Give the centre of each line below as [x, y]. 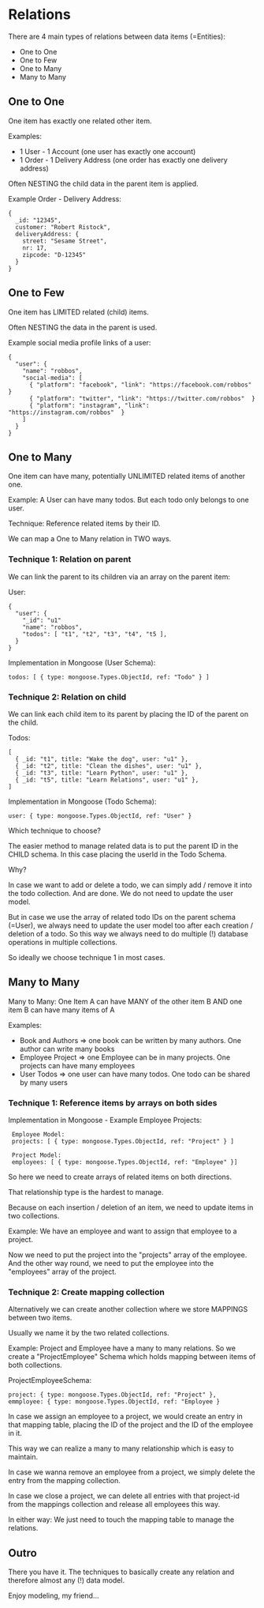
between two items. [40, 1318]
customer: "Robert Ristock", [63, 227]
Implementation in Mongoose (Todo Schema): [82, 801]
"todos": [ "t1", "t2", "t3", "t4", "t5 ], [95, 634]
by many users [44, 1082]
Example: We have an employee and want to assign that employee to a [123, 1231]
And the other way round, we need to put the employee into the [111, 1263]
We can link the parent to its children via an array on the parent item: [119, 576]
